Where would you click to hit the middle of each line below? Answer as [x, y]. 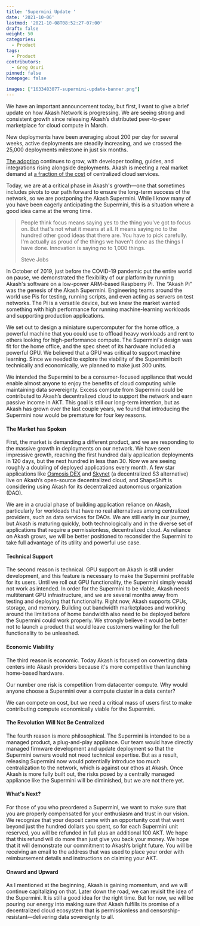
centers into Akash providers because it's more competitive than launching [99, 666]
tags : [13, 51]
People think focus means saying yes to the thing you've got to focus [106, 223]
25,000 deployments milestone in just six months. [67, 150]
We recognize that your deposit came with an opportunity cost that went [95, 820]
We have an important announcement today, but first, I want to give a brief [98, 106]
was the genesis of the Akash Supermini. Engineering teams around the [94, 290]
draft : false [22, 28]
